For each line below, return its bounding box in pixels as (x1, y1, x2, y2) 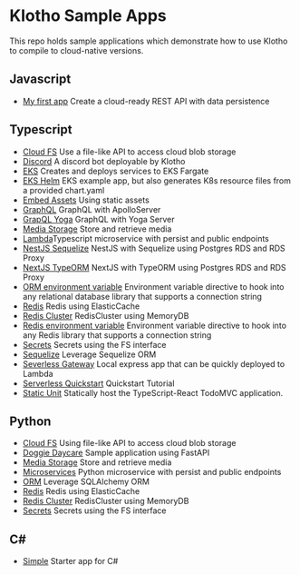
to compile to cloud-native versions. (9, 45, 144, 55)
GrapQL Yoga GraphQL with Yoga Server (22, 213, 175, 224)
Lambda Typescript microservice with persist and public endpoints (22, 233, 269, 243)
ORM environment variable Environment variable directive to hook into (22, 281, 285, 292)
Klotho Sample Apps (9, 5, 168, 26)
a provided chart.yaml (22, 184, 105, 195)
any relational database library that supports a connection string (22, 291, 263, 302)
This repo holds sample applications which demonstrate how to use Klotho (9, 35, 288, 46)
